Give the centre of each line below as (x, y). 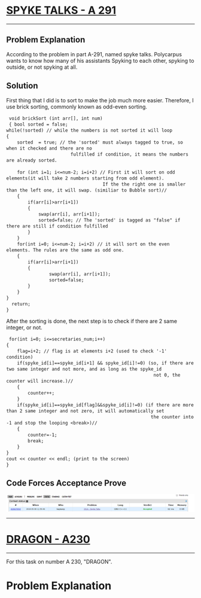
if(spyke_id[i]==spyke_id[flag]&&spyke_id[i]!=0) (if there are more (106, 405)
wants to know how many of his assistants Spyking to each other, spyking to (100, 60)
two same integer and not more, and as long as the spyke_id (84, 369)
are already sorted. (32, 160)
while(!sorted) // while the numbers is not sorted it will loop (89, 130)
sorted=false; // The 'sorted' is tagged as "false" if (109, 220)
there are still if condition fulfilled (57, 226)
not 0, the (167, 375)
